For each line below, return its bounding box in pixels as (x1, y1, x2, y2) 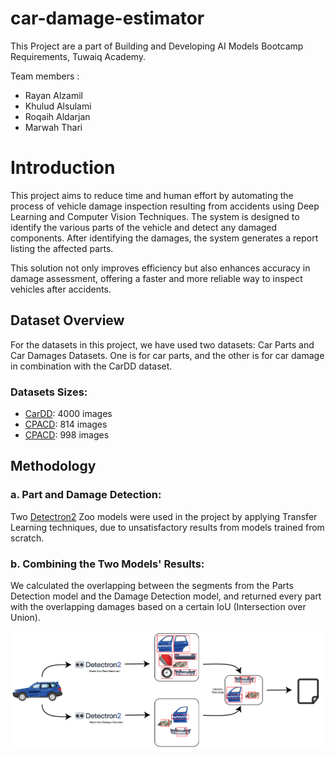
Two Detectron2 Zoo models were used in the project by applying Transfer (10, 510, 318, 522)
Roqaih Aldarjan (24, 110, 91, 122)
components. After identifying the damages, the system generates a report (10, 232, 319, 244)
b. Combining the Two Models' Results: (10, 557, 205, 571)
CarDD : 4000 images (24, 407, 113, 419)
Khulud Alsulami (24, 100, 92, 112)
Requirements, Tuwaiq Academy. (10, 50, 147, 62)
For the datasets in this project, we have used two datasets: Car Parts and (10, 338, 315, 351)
